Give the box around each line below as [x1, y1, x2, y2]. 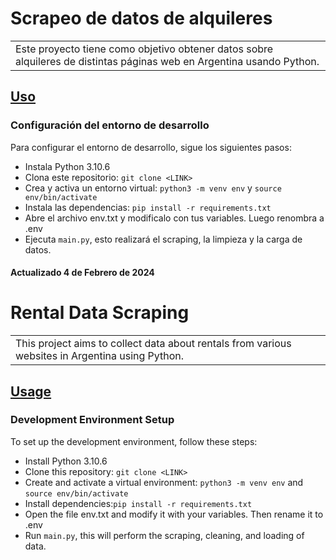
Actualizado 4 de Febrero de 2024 [10, 267, 155, 279]
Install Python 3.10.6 [24, 455, 108, 467]
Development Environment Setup [10, 413, 175, 427]
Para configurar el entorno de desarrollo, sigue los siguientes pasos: [10, 141, 292, 153]
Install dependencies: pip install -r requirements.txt [24, 497, 253, 509]
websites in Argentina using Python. [15, 349, 185, 363]
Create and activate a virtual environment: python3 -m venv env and [24, 476, 304, 488]
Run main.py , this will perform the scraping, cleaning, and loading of [24, 529, 305, 541]
